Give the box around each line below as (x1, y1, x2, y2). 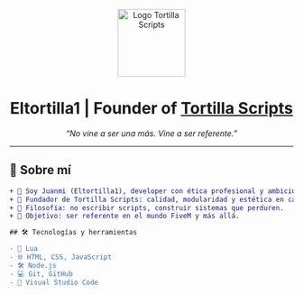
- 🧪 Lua (9, 244, 39, 254)
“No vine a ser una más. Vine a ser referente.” (66, 127, 237, 139)
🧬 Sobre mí (9, 162, 71, 178)
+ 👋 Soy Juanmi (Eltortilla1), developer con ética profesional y (9, 186, 264, 196)
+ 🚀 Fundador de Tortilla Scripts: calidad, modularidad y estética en (9, 195, 284, 204)
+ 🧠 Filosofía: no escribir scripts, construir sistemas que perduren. (9, 203, 284, 212)
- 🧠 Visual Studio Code (9, 278, 99, 287)
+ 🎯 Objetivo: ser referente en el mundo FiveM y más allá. (9, 212, 241, 221)
